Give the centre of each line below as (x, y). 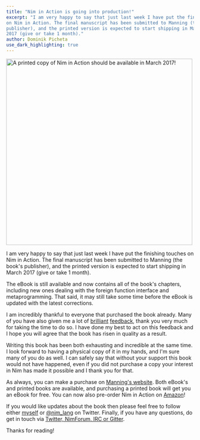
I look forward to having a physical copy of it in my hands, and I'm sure (93, 351)
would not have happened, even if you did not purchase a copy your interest (100, 364)
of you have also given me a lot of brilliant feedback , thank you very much (97, 321)
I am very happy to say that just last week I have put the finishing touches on (100, 253)
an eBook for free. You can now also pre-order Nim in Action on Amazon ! (96, 395)
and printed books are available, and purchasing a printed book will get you (99, 388)
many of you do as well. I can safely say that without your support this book (99, 358)
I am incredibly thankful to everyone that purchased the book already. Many (99, 314)
